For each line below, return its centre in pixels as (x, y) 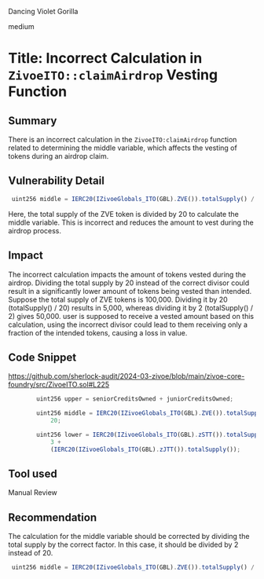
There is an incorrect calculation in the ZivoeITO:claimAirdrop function (123, 139)
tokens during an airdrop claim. (59, 156)
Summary (33, 121)
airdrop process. (35, 230)
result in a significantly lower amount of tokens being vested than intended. (130, 291)
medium (21, 26)
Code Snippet (42, 357)
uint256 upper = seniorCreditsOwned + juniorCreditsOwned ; (135, 399)
